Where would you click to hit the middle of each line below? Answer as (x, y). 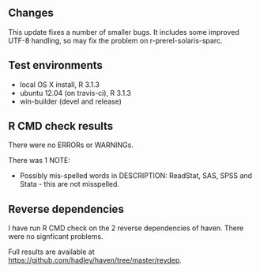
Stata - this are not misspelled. (70, 184)
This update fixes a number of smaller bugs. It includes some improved (124, 32)
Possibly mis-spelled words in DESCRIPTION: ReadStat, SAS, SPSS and (136, 176)
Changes (31, 13)
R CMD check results (61, 126)
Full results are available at (51, 252)
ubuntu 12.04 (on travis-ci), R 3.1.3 (75, 93)
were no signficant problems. (56, 237)
